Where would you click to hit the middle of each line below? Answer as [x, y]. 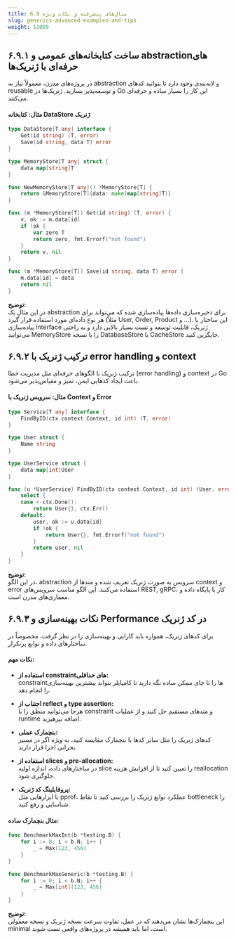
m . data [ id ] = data [47, 278]
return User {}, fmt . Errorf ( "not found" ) [105, 535]
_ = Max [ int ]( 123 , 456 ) [68, 887]
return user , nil [58, 548]
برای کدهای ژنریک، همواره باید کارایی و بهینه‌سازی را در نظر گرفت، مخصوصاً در [111, 636]
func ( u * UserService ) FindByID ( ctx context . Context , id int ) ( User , [112, 489]
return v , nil [41, 252]
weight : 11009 [29, 27]
